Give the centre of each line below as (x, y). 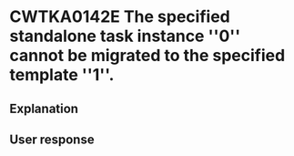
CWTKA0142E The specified (120, 17)
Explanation (44, 108)
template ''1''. (62, 75)
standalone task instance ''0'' (125, 36)
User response (52, 139)
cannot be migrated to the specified (147, 56)
